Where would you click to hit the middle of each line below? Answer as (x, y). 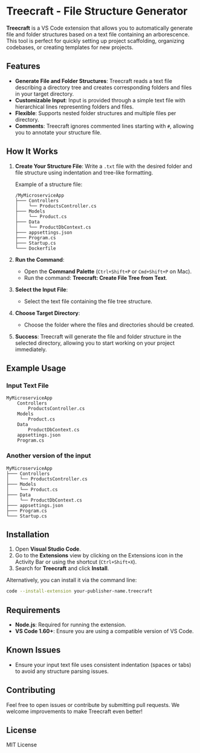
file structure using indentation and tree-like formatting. (84, 172)
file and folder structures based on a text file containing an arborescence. (98, 34)
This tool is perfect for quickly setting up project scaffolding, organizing (95, 41)
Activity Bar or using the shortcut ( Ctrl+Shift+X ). (76, 562)
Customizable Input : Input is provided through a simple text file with (100, 100)
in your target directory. (44, 94)
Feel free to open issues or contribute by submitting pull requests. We (93, 705)
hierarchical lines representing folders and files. (74, 107)
